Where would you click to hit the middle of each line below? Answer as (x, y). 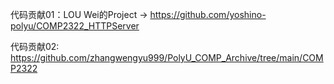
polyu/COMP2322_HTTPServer (75, 26)
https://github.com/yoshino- (208, 14)
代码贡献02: (35, 46)
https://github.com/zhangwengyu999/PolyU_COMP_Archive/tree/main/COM (167, 57)
